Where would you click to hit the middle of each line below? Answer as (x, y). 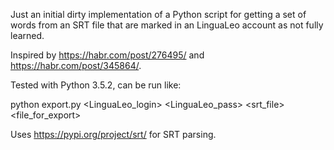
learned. (27, 35)
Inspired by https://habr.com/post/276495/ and (107, 55)
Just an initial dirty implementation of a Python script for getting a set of (158, 14)
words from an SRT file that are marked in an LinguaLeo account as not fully (167, 25)
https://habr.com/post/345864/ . (76, 65)
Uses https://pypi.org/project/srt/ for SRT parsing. (113, 134)
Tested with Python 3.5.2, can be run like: (96, 85)
